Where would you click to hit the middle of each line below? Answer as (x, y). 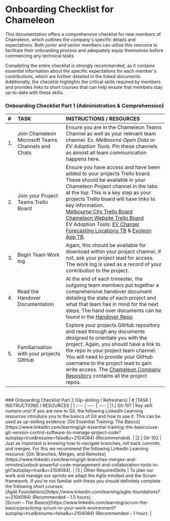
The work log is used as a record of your (114, 264)
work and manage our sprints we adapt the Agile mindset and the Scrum (81, 476)
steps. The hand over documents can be (114, 310)
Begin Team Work (38, 255)
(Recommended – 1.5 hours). (62, 497)
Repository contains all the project (106, 376)
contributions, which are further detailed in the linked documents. (73, 76)
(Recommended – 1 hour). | (123, 513)
